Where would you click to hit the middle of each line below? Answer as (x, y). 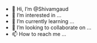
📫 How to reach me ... (39, 34)
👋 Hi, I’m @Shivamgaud (40, 9)
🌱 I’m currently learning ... (43, 21)
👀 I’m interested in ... (36, 15)
